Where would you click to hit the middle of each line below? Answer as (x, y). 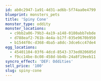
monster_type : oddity (28, 24)
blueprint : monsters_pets (32, 15)
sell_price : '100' (24, 66)
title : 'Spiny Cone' (27, 19)
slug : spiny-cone (23, 71)
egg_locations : (21, 47)
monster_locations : (26, 29)
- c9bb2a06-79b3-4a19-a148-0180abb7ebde (53, 33)
